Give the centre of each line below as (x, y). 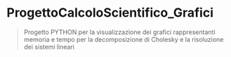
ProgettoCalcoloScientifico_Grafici (110, 13)
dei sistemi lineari (49, 47)
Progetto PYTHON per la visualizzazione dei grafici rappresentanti (119, 32)
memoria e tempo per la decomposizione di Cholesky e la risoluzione (124, 39)
